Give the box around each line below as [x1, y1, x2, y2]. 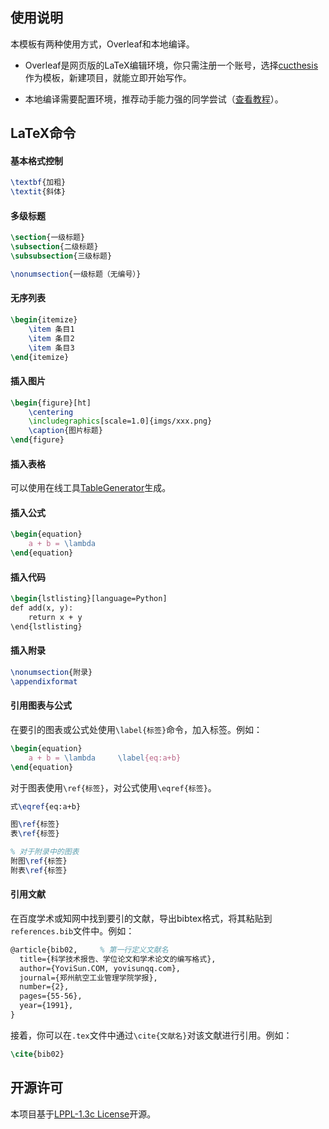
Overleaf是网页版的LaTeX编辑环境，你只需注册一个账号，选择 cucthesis [24, 59, 319, 71]
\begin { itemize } [10, 315, 78, 325]
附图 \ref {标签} [10, 856, 68, 867]
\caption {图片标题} [28, 426, 103, 436]
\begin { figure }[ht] [10, 398, 92, 408]
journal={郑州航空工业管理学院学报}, [19, 973, 158, 983]
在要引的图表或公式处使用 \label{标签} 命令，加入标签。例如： [10, 723, 263, 735]
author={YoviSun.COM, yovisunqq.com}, [19, 963, 182, 973]
